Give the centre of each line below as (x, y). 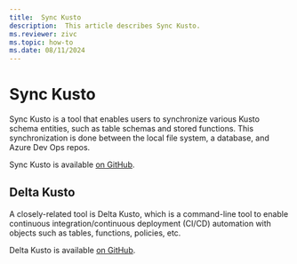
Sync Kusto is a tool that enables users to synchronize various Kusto (135, 119)
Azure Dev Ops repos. (50, 148)
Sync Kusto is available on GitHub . (72, 164)
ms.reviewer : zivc (43, 34)
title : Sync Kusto (45, 17)
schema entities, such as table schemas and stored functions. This (132, 129)
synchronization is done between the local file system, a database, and (139, 138)
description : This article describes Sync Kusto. (105, 26)
